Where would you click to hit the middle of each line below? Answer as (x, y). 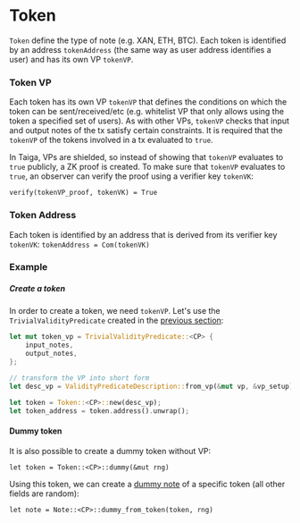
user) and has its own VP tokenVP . (71, 59)
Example (29, 267)
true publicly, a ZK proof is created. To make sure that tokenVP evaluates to (147, 167)
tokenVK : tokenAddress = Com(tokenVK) (79, 244)
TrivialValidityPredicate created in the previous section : (117, 321)
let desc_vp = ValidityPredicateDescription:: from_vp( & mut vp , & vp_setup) (151, 386)
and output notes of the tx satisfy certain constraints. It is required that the (146, 131)
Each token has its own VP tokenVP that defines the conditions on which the (148, 102)
